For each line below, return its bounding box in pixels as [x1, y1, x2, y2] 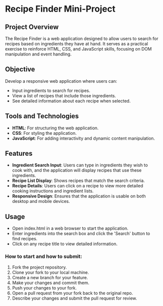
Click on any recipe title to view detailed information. [12, 241, 118, 247]
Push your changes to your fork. [12, 285, 77, 290]
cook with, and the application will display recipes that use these [12, 167, 142, 173]
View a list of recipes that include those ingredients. [12, 92, 116, 98]
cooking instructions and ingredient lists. [12, 188, 94, 194]
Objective [5, 65, 36, 73]
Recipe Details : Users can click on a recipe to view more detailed [12, 183, 144, 189]
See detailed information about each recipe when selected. [12, 98, 131, 104]
